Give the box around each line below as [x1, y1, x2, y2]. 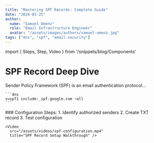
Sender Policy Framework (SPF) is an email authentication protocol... [5, 82, 146, 88]
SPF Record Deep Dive [5, 66, 100, 77]
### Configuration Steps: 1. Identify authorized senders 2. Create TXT [5, 109, 149, 115]
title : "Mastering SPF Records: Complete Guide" [5, 7, 108, 12]
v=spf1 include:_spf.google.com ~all [5, 96, 84, 101]
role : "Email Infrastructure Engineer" [9, 26, 93, 31]
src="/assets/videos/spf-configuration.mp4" [9, 129, 104, 134]
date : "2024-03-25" [5, 12, 46, 17]
